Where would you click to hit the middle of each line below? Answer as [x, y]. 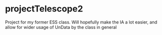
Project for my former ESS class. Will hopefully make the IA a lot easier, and [81, 22]
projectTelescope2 [44, 9]
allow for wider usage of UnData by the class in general [61, 27]
